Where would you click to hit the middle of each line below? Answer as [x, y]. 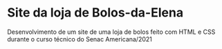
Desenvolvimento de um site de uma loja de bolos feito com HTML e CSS [111, 32]
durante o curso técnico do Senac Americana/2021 [80, 39]
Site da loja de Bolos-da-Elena [95, 13]
